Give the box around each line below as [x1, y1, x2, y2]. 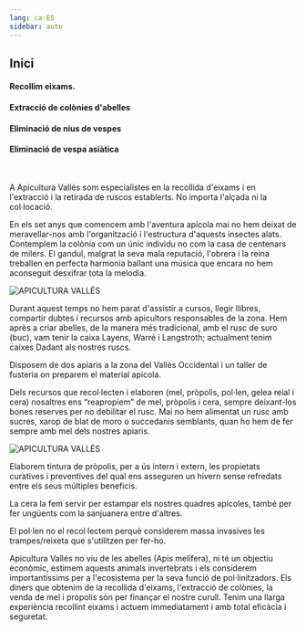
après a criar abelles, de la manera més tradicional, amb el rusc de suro [9, 321, 278, 333]
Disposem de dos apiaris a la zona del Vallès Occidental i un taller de [9, 359, 268, 370]
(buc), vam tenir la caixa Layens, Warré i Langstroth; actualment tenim [9, 331, 272, 342]
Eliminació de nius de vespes [9, 122, 122, 133]
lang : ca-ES [9, 13, 55, 23]
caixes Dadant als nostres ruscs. [9, 342, 132, 352]
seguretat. [9, 611, 48, 622]
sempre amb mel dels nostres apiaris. [9, 426, 150, 436]
